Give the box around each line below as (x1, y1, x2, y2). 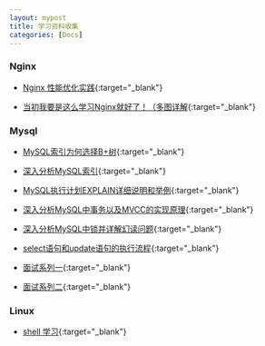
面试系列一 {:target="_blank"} (22, 262, 132, 272)
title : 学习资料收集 (9, 22, 79, 31)
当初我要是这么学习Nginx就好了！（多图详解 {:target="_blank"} (22, 101, 257, 112)
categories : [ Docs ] (9, 30, 83, 39)
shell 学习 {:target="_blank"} (22, 326, 127, 337)
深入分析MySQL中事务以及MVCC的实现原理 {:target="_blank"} (22, 203, 254, 214)
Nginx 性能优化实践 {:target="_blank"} (22, 82, 163, 93)
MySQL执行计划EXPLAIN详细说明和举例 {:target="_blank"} (22, 184, 240, 195)
